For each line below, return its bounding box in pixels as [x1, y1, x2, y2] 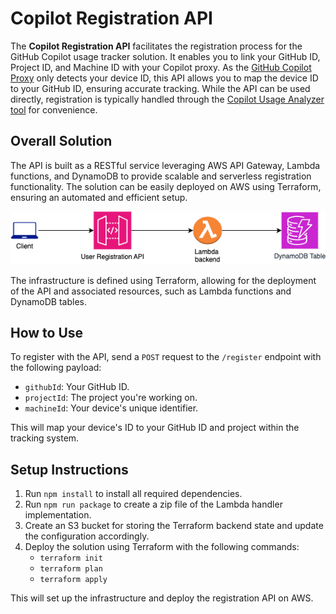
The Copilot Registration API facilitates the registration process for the [10, 40, 303, 52]
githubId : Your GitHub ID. [24, 381, 130, 393]
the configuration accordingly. [24, 530, 150, 542]
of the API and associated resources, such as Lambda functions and [10, 285, 292, 297]
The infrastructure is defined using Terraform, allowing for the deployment [10, 274, 317, 286]
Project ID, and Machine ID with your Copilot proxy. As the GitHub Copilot [10, 61, 312, 73]
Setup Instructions [10, 461, 129, 478]
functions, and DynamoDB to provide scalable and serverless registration [10, 170, 312, 182]
